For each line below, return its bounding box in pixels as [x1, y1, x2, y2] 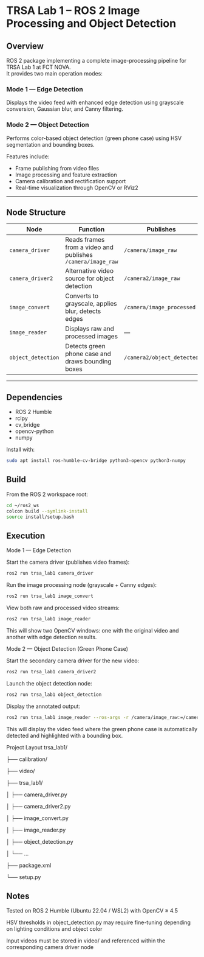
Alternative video [64, 267, 114, 275]
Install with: [6, 446, 35, 454]
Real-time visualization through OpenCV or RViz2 [15, 184, 138, 191]
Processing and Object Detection [6, 16, 177, 30]
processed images [64, 332, 118, 341]
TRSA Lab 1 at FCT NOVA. [6, 63, 71, 71]
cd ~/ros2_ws [6, 502, 39, 508]
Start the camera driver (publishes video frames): [6, 558, 130, 566]
